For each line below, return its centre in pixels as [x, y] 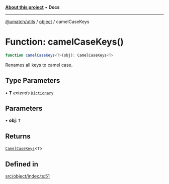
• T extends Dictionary [29, 93]
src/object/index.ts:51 [28, 176]
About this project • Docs [32, 7]
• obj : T [13, 120]
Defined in [22, 164]
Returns [18, 136]
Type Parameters [33, 80]
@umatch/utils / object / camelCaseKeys [47, 22]
